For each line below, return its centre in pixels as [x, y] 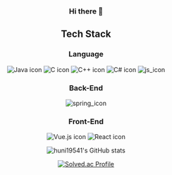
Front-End [86, 121]
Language [86, 54]
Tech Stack [86, 34]
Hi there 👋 [86, 11]
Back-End [86, 87]
